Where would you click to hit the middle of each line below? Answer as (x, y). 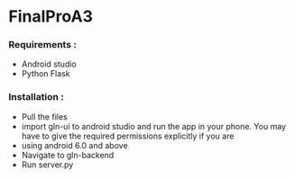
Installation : (36, 97)
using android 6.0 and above (74, 145)
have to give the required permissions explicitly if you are (128, 136)
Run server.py (47, 165)
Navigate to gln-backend (68, 155)
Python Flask (46, 74)
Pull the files (45, 116)
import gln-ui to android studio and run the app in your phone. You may (153, 126)
